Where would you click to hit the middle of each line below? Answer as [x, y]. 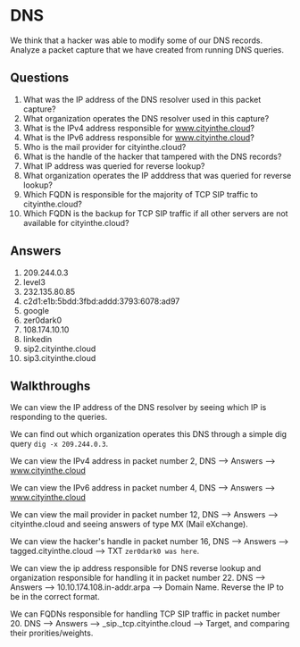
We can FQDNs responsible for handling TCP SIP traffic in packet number [145, 614]
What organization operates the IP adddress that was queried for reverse [157, 175]
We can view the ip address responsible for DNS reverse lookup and [136, 568]
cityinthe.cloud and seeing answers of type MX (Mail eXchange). [129, 525]
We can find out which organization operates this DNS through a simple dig [149, 434]
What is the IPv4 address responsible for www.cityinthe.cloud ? [139, 128]
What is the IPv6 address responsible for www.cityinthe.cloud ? [139, 137]
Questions [40, 78]
